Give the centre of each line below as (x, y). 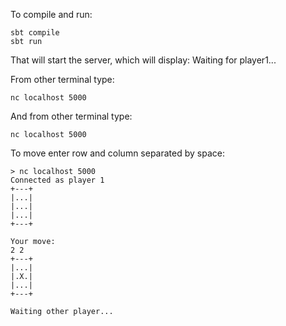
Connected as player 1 (57, 180)
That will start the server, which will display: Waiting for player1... (143, 60)
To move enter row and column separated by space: (117, 153)
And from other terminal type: (71, 116)
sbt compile (35, 33)
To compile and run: (51, 14)
